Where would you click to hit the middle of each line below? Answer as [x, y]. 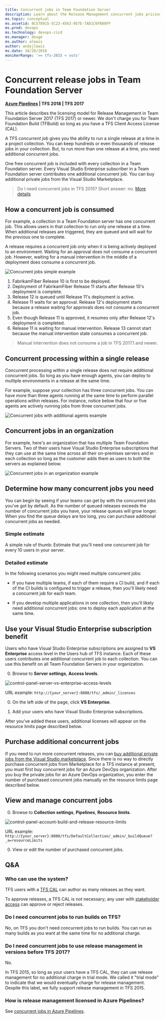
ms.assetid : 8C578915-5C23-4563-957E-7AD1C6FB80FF [58, 23]
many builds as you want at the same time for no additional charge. [73, 933]
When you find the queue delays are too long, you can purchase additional [81, 516]
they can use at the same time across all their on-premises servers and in [79, 453]
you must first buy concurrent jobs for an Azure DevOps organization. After [81, 769]
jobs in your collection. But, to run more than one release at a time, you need [82, 149]
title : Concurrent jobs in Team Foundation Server [58, 10]
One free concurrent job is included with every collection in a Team [73, 164]
